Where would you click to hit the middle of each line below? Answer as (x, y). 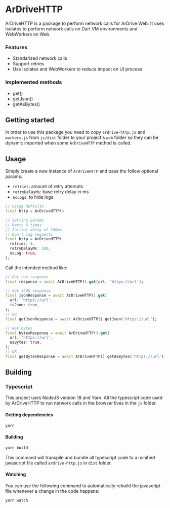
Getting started (30, 120)
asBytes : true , (26, 342)
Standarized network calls (40, 58)
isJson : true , (25, 305)
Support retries (28, 64)
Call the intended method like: (36, 268)
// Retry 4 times (24, 225)
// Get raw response (27, 277)
